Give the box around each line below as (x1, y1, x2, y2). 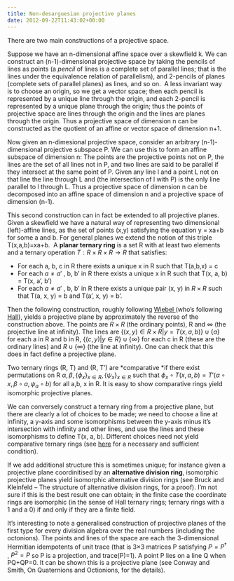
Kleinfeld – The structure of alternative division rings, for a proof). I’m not (7, 483, 218, 491)
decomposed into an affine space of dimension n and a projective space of (7, 190, 224, 198)
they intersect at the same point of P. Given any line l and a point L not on (7, 168, 219, 176)
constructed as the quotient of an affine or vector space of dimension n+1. (7, 124, 222, 132)
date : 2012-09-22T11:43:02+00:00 (7, 17, 105, 24)
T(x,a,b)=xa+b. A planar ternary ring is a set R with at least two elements (7, 240, 221, 249)
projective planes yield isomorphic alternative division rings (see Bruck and (7, 476, 224, 484)
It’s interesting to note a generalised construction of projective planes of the (7, 519, 226, 528)
